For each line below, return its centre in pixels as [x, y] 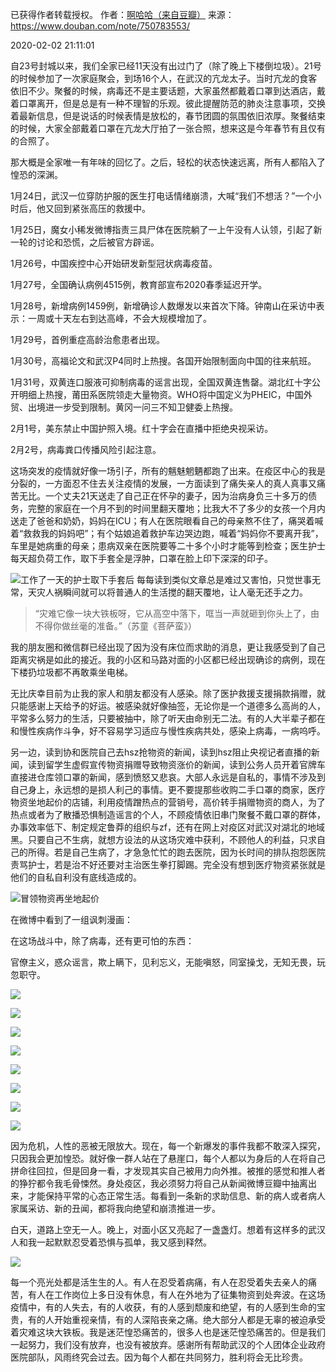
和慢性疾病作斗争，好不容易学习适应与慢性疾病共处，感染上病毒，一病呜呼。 [168, 731]
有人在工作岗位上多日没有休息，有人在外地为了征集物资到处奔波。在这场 [176, 1294]
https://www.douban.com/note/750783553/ [100, 26]
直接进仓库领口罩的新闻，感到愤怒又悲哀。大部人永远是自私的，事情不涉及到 [168, 777]
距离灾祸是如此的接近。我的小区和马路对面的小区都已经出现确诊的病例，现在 [168, 659]
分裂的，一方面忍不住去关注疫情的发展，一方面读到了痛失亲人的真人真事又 [163, 483]
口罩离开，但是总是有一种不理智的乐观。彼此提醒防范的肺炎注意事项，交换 [172, 103]
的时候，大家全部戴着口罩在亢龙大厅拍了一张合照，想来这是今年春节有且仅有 [168, 128]
